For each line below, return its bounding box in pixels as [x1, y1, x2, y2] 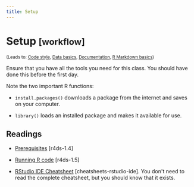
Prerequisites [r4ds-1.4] [14, 145, 73, 152]
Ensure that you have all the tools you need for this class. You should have [6, 64, 189, 71]
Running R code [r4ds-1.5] [14, 156, 80, 164]
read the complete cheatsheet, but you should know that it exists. [14, 174, 176, 182]
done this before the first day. [6, 71, 79, 78]
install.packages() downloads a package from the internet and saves [14, 93, 187, 101]
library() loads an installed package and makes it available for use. [14, 111, 182, 119]
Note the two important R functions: [6, 82, 94, 89]
